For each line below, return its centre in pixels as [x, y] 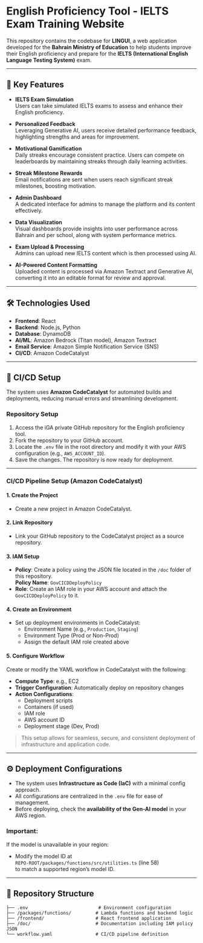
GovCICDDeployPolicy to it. [47, 595]
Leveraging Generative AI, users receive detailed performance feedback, [106, 130]
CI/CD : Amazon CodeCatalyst [52, 353]
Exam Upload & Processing [50, 247]
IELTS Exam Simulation [44, 99]
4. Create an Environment [39, 609]
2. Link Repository [30, 523]
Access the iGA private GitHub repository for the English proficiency [100, 427]
